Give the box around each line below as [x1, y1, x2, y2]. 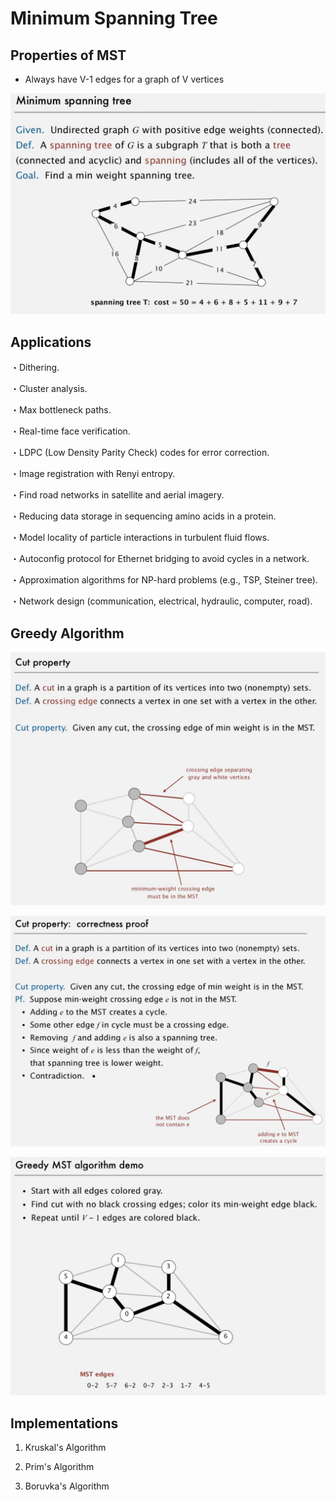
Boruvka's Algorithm [24, 1480, 110, 1492]
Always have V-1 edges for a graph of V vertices [24, 73, 225, 85]
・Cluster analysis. [10, 383, 88, 395]
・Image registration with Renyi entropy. [10, 468, 176, 480]
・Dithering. [10, 362, 60, 374]
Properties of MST [10, 47, 127, 64]
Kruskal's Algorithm [24, 1441, 107, 1453]
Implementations [10, 1415, 119, 1432]
